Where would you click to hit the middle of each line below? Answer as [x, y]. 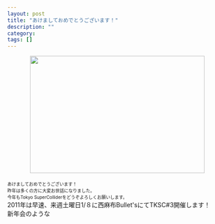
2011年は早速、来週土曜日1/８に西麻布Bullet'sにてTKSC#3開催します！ [109, 205]
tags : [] [20, 40]
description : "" [31, 27]
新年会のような [29, 213]
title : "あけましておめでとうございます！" [63, 20]
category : [22, 33]
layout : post [26, 14]
